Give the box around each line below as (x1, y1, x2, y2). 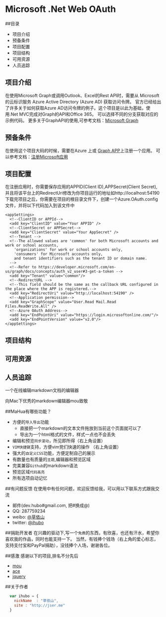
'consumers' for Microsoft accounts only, (14, 251, 103, 257)
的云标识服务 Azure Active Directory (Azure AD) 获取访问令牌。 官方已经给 (5, 99, 157, 105)
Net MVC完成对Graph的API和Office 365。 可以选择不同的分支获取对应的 (10, 111, 159, 117)
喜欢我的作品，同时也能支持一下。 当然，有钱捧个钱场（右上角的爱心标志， (5, 536, 159, 542)
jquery (12, 573, 26, 579)
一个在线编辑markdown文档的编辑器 (5, 387, 79, 393)
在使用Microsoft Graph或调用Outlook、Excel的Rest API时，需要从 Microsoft (5, 92, 160, 98)
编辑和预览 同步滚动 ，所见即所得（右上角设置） (12, 437, 106, 444)
